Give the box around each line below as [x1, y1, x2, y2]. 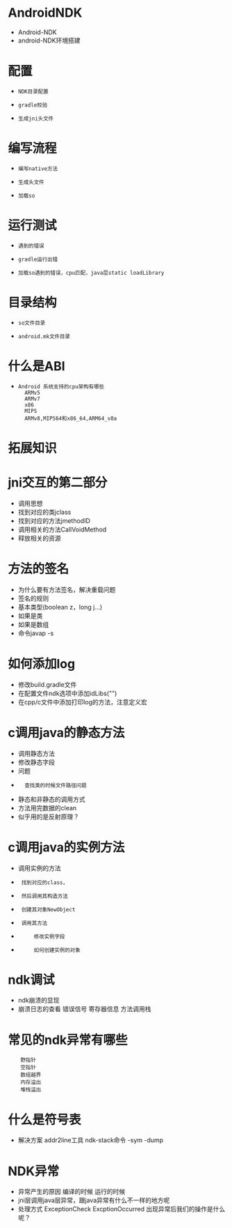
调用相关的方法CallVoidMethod [17, 525, 107, 533]
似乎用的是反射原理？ [17, 812, 79, 821]
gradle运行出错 [17, 256, 58, 263]
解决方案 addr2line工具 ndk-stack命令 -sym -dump [17, 1136, 164, 1144]
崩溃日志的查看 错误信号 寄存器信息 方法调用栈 [17, 1005, 151, 1013]
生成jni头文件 [17, 115, 54, 122]
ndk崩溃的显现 [17, 996, 60, 1005]
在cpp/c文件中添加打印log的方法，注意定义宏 [17, 697, 148, 706]
